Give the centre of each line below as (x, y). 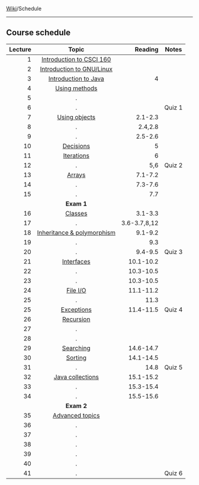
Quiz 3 (174, 252)
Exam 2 (76, 406)
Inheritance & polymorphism (76, 232)
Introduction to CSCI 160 (76, 59)
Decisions (76, 146)
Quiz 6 (174, 473)
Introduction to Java (76, 78)
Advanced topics (76, 415)
